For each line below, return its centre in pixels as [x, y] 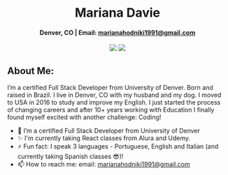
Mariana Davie [117, 13]
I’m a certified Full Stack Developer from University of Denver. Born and [110, 88]
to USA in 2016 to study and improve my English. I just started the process [114, 102]
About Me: [31, 71]
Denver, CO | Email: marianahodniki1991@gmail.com [117, 32]
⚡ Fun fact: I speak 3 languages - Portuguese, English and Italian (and [118, 146]
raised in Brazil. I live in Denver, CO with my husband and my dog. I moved [114, 95]
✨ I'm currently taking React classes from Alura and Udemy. [104, 138]
